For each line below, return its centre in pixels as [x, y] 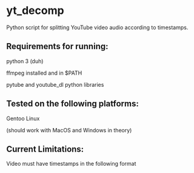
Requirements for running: [57, 46]
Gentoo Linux [23, 118]
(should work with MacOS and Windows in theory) [69, 130]
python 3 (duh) [25, 61]
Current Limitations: [45, 149]
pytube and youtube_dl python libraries [55, 84]
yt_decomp [35, 11]
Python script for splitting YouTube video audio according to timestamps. [97, 27]
